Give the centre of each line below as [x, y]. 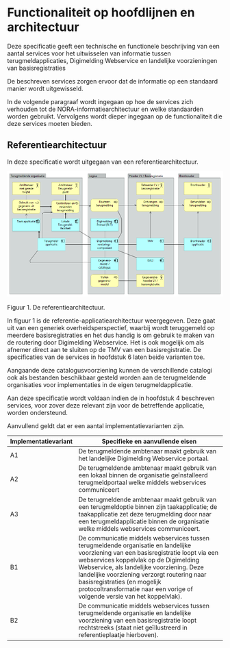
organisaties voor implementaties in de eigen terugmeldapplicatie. [100, 385]
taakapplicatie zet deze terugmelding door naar [145, 514]
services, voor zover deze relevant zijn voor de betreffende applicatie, [106, 406]
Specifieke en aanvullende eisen [149, 441]
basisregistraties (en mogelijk [120, 582]
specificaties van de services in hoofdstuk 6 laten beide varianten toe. [106, 357]
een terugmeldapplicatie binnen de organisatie [144, 521]
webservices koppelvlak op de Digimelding [139, 560]
